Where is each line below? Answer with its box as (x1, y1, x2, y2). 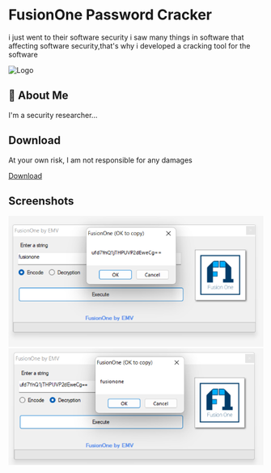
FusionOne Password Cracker (8, 6, 213, 24)
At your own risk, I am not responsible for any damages (8, 155, 193, 165)
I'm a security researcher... (8, 110, 98, 120)
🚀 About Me (8, 89, 69, 103)
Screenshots (8, 194, 74, 208)
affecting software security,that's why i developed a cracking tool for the (8, 40, 251, 50)
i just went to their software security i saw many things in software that (8, 32, 244, 42)
